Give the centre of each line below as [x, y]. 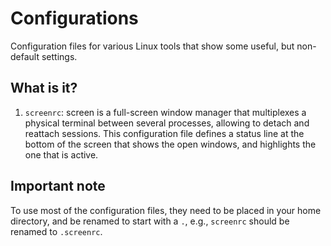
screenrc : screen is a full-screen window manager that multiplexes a [165, 112]
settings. [59, 56]
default [25, 56]
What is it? [44, 88]
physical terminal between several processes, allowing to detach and [167, 123]
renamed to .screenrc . [56, 231]
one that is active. [61, 154]
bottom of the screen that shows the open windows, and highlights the [170, 144]
